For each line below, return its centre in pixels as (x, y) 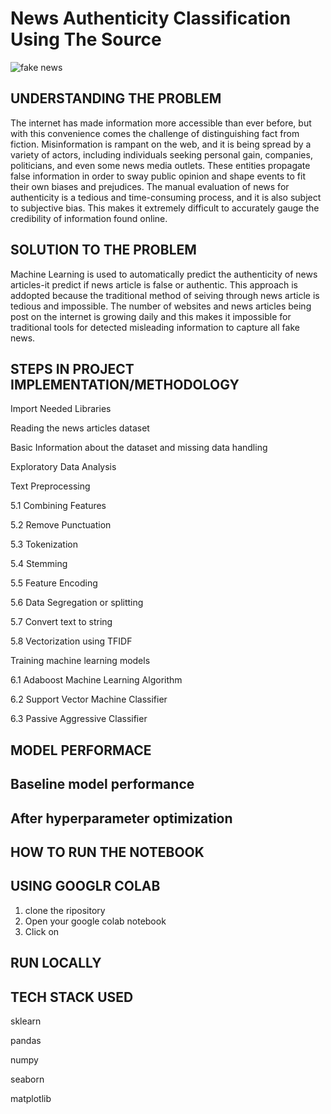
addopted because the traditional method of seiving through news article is (165, 295)
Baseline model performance (102, 784)
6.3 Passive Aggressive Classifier (79, 719)
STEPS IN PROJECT (72, 368)
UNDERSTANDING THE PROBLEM (116, 98)
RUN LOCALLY (56, 963)
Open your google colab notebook (95, 921)
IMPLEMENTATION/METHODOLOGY (125, 384)
